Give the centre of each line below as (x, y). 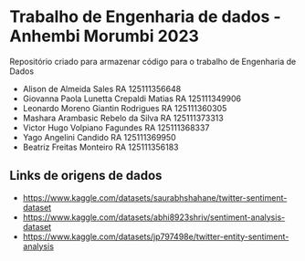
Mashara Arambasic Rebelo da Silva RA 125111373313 (123, 118)
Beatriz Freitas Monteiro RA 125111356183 (100, 147)
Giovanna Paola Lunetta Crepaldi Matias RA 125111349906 (132, 99)
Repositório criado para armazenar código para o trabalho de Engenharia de (153, 61)
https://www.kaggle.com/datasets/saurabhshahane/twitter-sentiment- (155, 197)
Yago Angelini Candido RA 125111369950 (99, 137)
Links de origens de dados (86, 176)
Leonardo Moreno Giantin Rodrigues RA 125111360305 (125, 108)
